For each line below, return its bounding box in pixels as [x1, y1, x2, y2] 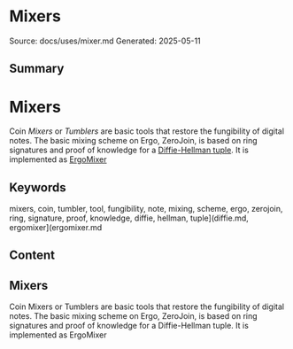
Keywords [9, 180, 66, 195]
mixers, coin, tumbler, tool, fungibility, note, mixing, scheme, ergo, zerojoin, [9, 204, 283, 214]
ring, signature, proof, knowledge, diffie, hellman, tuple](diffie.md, [9, 213, 250, 223]
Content [9, 248, 56, 263]
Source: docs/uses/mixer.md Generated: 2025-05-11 [9, 35, 201, 46]
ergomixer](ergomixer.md [9, 222, 103, 233]
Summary [9, 61, 65, 76]
